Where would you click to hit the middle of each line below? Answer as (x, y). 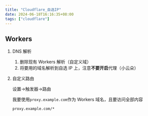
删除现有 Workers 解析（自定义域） (55, 62)
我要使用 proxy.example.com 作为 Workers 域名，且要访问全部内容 (77, 100)
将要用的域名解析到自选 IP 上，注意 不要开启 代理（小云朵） (79, 68)
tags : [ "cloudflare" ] (27, 19)
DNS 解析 (22, 51)
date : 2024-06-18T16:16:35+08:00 (39, 14)
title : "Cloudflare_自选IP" (33, 10)
